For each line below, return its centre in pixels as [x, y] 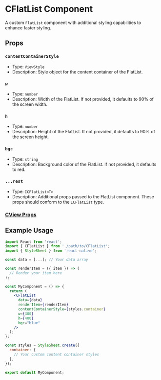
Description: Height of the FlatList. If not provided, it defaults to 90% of [83, 132]
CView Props [21, 214]
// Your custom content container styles [56, 354]
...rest [14, 181]
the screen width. [30, 104]
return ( [18, 291]
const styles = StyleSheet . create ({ [42, 345]
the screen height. [30, 137]
